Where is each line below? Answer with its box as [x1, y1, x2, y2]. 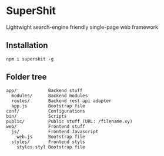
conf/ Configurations [6, 108, 85, 114]
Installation [6, 40, 48, 50]
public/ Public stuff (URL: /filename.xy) [6, 118, 133, 124]
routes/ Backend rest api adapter [11, 98, 112, 104]
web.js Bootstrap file [16, 134, 85, 140]
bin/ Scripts [6, 113, 67, 119]
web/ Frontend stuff [6, 123, 85, 130]
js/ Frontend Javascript [11, 128, 99, 134]
